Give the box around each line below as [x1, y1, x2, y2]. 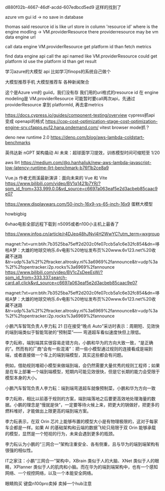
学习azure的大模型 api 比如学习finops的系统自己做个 [5, 68, 111, 74]
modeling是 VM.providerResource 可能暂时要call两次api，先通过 [5, 95, 136, 101]
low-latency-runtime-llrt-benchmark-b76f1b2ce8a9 [5, 165, 109, 171]
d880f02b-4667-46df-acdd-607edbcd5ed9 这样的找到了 [5, 4, 122, 10]
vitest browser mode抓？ [99, 124, 150, 130]
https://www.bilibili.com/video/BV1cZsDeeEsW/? [5, 270, 103, 275]
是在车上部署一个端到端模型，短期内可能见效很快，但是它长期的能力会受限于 [5, 368, 160, 374]
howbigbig [5, 211, 27, 216]
